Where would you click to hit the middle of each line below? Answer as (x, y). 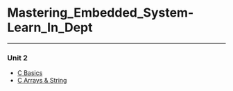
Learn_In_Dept (50, 27)
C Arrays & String (42, 81)
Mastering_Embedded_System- (101, 13)
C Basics (30, 73)
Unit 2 (17, 58)
